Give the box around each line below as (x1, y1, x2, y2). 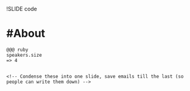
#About (6, 27, 46, 40)
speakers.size (6, 52, 43, 58)
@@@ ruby (6, 46, 29, 53)
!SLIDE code (6, 5, 38, 12)
